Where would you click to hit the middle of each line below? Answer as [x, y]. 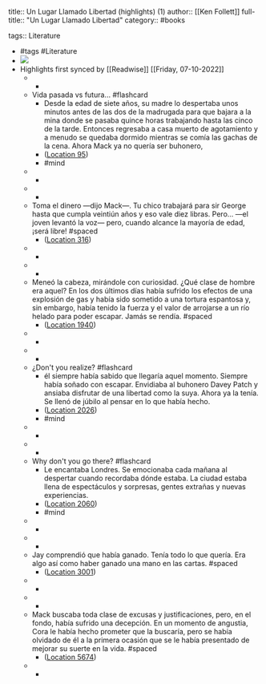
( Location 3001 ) [70, 572]
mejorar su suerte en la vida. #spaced [95, 648]
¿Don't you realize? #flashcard [82, 367]
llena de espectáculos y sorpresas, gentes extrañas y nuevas [145, 487]
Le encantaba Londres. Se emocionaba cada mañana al [136, 469]
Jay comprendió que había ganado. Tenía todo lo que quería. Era [139, 555]
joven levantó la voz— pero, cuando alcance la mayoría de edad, [139, 223]
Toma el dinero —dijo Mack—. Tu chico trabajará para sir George [139, 205]
